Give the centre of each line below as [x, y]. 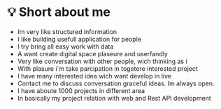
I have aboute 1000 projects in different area [81, 90]
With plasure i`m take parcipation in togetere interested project [107, 68]
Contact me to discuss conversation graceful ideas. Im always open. [116, 83]
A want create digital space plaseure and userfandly [92, 53]
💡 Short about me [59, 12]
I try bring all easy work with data [65, 47]
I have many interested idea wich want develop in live [94, 76]
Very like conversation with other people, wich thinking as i [102, 61]
